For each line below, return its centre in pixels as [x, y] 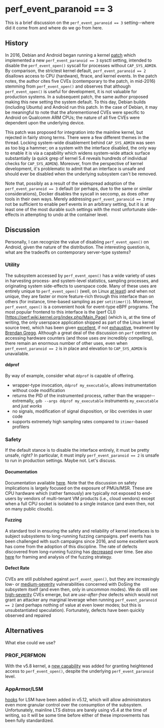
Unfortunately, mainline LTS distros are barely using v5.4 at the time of [76, 710]
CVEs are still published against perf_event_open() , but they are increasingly [82, 579]
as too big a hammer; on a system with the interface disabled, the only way [81, 147]
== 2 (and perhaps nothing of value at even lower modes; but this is [73, 605]
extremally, [23, 401]
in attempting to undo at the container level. [64, 215]
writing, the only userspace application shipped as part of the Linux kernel [80, 322]
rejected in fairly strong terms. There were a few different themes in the [77, 137]
